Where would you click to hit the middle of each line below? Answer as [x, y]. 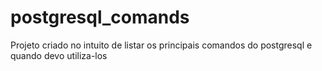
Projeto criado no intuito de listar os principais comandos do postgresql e [161, 45]
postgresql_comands [100, 17]
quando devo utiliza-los [59, 55]
